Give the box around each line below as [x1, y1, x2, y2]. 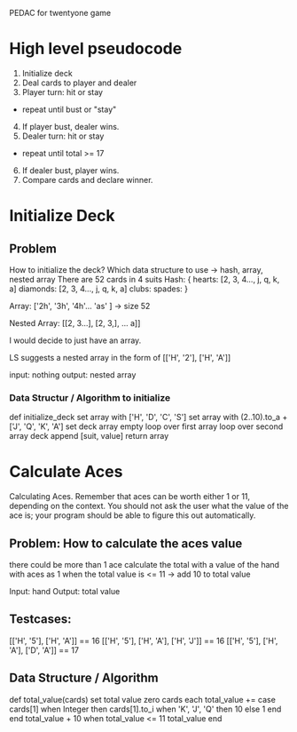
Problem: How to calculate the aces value [9, 536, 243, 551]
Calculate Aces [9, 462, 123, 482]
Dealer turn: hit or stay [21, 131, 105, 141]
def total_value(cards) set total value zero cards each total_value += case [9, 694, 277, 704]
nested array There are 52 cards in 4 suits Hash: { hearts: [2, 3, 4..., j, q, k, [9, 274, 280, 284]
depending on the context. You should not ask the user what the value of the [9, 501, 289, 512]
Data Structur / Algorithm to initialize [9, 391, 171, 403]
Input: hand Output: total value [9, 585, 121, 596]
